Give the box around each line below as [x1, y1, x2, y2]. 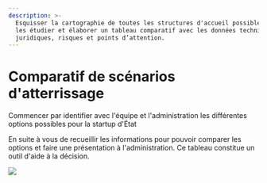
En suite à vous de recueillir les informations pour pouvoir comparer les [8, 135, 242, 144]
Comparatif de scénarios [8, 68, 176, 86]
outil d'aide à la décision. [8, 151, 90, 161]
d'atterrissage [8, 85, 105, 103]
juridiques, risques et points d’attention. [15, 33, 165, 42]
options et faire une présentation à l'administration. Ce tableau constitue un [8, 143, 255, 153]
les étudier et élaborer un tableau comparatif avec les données [15, 26, 237, 34]
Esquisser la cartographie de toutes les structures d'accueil [15, 19, 229, 27]
